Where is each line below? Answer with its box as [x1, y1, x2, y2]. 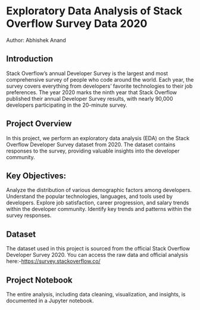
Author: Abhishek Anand [6, 36, 67, 44]
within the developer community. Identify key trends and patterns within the [6, 206, 192, 213]
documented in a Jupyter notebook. [6, 297, 94, 304]
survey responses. [6, 212, 52, 219]
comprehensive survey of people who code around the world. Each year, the [6, 76, 194, 83]
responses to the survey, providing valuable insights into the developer [6, 147, 180, 154]
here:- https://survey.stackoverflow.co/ [6, 258, 101, 265]
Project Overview [6, 119, 72, 129]
